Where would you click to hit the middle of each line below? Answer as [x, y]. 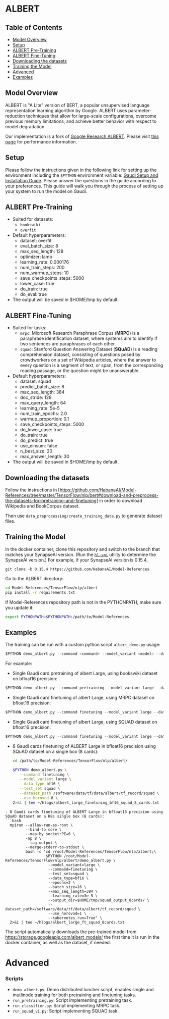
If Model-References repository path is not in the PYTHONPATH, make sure [83, 602]
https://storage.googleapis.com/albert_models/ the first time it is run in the [82, 937]
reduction [15, 116]
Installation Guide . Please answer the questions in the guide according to [81, 180]
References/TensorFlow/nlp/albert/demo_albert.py [58, 860]
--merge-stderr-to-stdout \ [55, 847]
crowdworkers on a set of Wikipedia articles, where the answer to [88, 360]
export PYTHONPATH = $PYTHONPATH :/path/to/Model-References [67, 617]
